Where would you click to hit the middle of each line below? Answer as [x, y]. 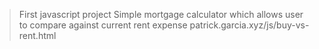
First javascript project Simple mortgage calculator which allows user [161, 14]
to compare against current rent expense [103, 25]
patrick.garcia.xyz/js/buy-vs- [249, 25]
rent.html [37, 35]
